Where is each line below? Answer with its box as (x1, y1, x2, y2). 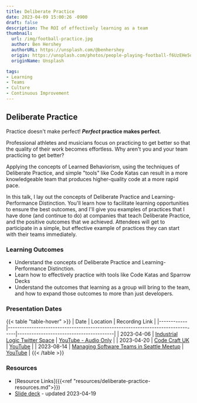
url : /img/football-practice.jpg (11, 36, 93, 42)
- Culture (6, 85, 30, 91)
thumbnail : (6, 31, 33, 36)
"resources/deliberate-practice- (73, 377, 151, 384)
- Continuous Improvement (6, 91, 69, 96)
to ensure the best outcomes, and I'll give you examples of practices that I (6, 205, 185, 212)
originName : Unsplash (11, 58, 64, 64)
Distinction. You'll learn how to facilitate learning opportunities (39, 199, 189, 207)
